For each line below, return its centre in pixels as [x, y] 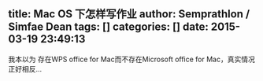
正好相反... [25, 68]
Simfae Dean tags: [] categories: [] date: [108, 27]
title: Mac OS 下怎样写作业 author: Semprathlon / [129, 14]
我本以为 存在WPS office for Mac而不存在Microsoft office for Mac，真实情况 [132, 59]
